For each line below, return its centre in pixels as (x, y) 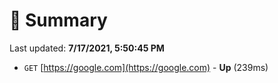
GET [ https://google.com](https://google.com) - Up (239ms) (146, 67)
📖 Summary (58, 20)
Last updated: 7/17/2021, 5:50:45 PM (87, 48)
